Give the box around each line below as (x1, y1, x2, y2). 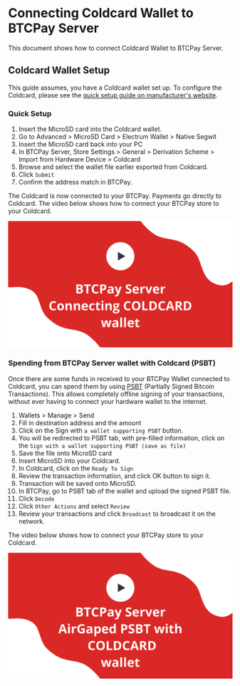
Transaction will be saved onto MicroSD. (18, 479, 137, 487)
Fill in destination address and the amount (18, 418, 142, 427)
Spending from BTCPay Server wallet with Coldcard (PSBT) (8, 358, 216, 368)
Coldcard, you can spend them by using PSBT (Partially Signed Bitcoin (8, 382, 214, 390)
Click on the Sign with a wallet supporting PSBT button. (18, 426, 184, 435)
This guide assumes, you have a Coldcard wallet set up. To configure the (8, 83, 222, 92)
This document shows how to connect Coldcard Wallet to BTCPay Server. (8, 43, 224, 52)
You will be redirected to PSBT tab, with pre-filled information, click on (18, 433, 225, 442)
